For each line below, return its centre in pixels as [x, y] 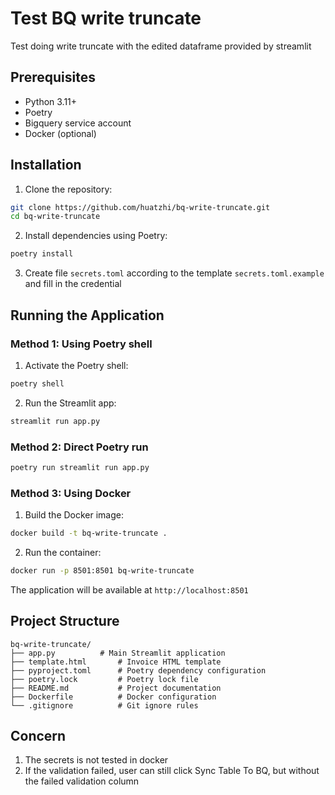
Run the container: [63, 552]
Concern [38, 736]
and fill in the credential [73, 284]
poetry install [42, 254]
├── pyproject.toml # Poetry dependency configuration [138, 670]
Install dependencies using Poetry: [96, 236]
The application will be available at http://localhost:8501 [129, 589]
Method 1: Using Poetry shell [81, 344]
